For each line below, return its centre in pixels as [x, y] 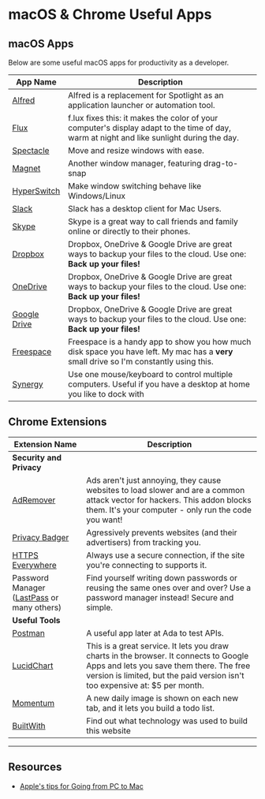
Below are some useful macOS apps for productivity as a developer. [119, 62]
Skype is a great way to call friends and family [153, 221]
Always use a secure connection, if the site [166, 555]
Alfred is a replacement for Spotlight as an [146, 95]
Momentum [34, 703]
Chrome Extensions [58, 422]
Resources [35, 767]
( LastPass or [35, 597]
